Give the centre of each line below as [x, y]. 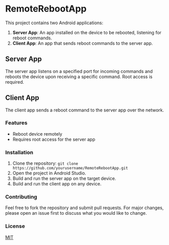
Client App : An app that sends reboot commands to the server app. [82, 43]
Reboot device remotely [37, 134]
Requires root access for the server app [54, 139]
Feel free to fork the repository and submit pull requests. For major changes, [84, 208]
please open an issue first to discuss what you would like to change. [76, 213]
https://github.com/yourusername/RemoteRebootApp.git [70, 168]
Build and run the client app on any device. [57, 184]
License [15, 226]
